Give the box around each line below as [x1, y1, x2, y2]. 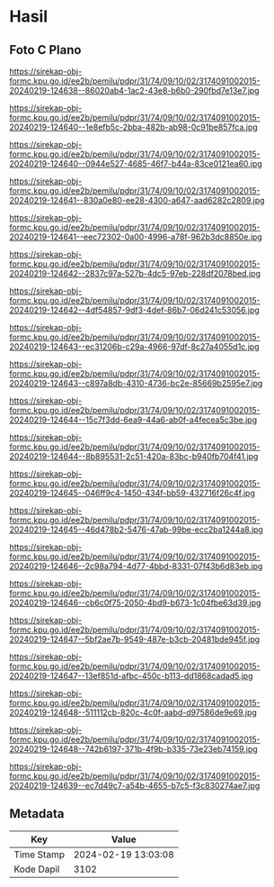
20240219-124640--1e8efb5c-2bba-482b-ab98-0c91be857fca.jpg [9, 122, 258, 132]
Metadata [9, 806, 65, 821]
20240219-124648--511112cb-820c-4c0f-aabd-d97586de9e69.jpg [9, 707, 258, 718]
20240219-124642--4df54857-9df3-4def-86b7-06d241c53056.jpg [9, 304, 261, 315]
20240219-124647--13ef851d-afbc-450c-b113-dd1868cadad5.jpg [9, 671, 253, 681]
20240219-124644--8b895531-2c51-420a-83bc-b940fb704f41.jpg [9, 451, 259, 461]
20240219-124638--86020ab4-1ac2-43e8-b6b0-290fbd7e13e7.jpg [9, 86, 260, 95]
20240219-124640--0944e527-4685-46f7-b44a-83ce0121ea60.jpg [9, 158, 262, 168]
